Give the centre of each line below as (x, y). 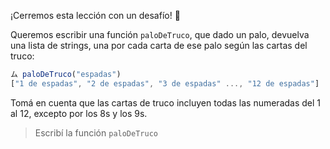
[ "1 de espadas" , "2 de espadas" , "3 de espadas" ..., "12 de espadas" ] (165, 83)
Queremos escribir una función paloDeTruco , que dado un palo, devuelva (160, 34)
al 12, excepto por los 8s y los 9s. (79, 113)
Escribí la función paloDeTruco (96, 132)
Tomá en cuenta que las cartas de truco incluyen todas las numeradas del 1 (166, 102)
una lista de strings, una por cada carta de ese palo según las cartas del (159, 45)
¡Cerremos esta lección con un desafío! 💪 (95, 15)
